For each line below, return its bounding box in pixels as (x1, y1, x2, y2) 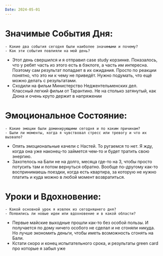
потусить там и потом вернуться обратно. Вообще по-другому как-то (12, 164, 158, 170)
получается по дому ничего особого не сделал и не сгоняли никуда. (12, 225, 155, 231)
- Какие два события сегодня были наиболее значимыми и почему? (5, 44, 138, 49)
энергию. (12, 154, 32, 159)
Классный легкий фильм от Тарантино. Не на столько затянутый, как (12, 88, 157, 94)
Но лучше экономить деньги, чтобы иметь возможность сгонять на (12, 230, 154, 236)
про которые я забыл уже (12, 246, 66, 252)
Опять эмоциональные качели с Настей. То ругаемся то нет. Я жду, (12, 143, 153, 149)
